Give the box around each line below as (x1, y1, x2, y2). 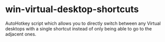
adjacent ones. (5, 31, 37, 37)
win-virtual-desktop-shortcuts (5, 4, 139, 15)
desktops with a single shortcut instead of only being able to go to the (5, 25, 152, 31)
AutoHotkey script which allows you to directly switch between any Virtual (5, 20, 161, 26)
